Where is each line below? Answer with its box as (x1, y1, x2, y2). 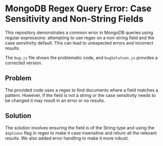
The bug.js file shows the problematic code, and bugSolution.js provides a (5, 54, 158, 60)
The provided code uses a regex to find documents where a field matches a (5, 87, 159, 93)
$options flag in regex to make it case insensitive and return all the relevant (5, 130, 157, 136)
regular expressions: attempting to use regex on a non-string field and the (5, 35, 155, 41)
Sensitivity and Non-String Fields (5, 13, 144, 24)
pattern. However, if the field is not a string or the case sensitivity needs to (5, 92, 156, 98)
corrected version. (5, 60, 43, 66)
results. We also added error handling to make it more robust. (5, 135, 129, 141)
